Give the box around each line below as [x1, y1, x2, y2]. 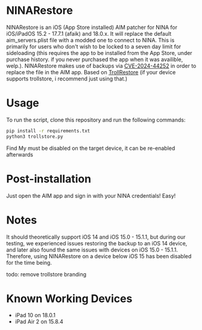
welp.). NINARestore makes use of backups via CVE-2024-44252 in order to [6, 62, 197, 70]
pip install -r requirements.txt [6, 128, 90, 134]
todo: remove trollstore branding [6, 270, 87, 278]
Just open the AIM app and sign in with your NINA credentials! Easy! [6, 192, 176, 199]
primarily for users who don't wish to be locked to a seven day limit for [6, 43, 181, 50]
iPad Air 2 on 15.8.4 [14, 318, 63, 325]
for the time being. [6, 259, 52, 266]
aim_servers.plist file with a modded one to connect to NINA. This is [6, 36, 175, 44]
